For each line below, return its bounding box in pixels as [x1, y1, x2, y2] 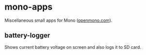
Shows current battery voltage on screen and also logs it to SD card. [4, 44, 141, 50]
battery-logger [4, 31, 50, 40]
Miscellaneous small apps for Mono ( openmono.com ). [4, 17, 113, 23]
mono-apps [4, 1, 53, 13]
